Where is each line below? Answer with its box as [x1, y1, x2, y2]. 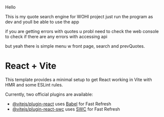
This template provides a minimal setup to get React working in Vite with [5, 76, 152, 83]
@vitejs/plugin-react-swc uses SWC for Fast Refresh [12, 106, 120, 112]
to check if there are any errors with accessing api [5, 34, 108, 39]
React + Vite [5, 60, 57, 72]
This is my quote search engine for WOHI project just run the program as [5, 14, 153, 19]
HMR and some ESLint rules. [5, 82, 63, 88]
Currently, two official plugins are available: [5, 91, 93, 97]
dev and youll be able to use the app [5, 19, 79, 25]
